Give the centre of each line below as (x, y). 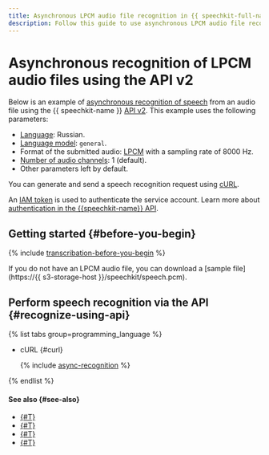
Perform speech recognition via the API (109, 302)
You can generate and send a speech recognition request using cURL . (124, 185)
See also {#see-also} (44, 399)
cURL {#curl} (42, 350)
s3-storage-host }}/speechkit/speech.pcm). (115, 277)
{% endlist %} (31, 381)
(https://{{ (25, 277)
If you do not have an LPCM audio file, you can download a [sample (120, 269)
